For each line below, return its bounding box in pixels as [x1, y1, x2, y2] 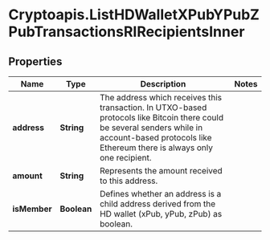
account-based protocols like [99, 132, 212, 143]
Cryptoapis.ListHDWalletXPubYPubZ [8, 6, 260, 24]
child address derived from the [99, 198, 216, 209]
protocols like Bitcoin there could [99, 112, 223, 123]
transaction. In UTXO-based [99, 102, 207, 113]
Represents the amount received [99, 165, 223, 176]
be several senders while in [99, 122, 203, 133]
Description [140, 79, 186, 89]
